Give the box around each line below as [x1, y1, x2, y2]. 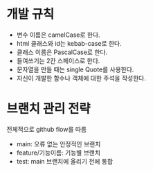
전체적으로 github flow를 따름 [6, 125, 87, 133]
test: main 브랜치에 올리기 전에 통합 [16, 157, 114, 165]
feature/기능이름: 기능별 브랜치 [16, 148, 101, 157]
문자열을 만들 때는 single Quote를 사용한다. [16, 65, 134, 74]
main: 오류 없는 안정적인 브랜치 [16, 139, 101, 148]
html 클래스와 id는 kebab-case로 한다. [16, 39, 122, 47]
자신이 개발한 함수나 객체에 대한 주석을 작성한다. [16, 74, 146, 82]
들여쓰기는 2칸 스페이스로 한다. [16, 56, 100, 64]
